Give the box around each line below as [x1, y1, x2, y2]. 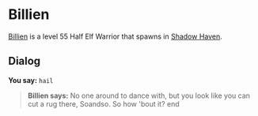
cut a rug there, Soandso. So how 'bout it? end [27, 99, 180, 108]
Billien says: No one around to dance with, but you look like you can [27, 91, 251, 100]
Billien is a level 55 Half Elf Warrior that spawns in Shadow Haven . [8, 32, 223, 41]
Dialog [8, 54, 41, 68]
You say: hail [8, 75, 54, 84]
